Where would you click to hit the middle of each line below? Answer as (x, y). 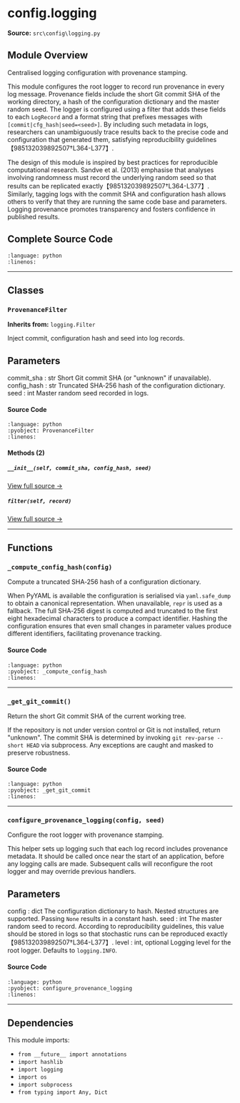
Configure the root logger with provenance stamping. (86, 835)
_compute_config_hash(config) (60, 568)
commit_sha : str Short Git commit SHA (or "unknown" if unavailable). (109, 378)
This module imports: (39, 1040)
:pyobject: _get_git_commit (49, 790)
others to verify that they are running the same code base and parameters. (117, 201)
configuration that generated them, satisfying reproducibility (96, 139)
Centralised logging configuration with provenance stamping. (97, 72)
